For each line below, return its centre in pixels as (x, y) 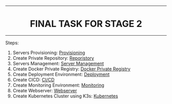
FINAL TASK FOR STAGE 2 (86, 24)
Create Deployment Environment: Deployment (61, 74)
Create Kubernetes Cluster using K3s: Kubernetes (65, 96)
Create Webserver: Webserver (45, 90)
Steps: (12, 43)
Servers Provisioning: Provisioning (49, 53)
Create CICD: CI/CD (34, 80)
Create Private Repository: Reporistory (53, 58)
